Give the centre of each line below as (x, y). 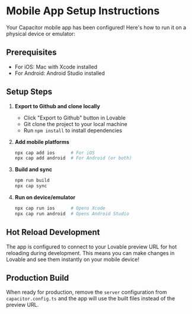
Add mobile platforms (42, 142)
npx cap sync (31, 186)
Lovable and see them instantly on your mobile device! (73, 259)
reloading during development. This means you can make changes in (90, 253)
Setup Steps (29, 92)
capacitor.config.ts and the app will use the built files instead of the (91, 299)
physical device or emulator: (41, 33)
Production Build (38, 278)
